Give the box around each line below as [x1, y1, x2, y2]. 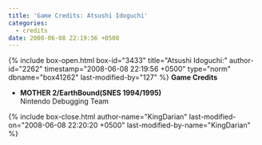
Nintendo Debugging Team [19, 96, 109, 106]
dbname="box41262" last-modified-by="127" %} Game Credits [8, 72, 218, 82]
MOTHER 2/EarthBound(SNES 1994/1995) [19, 88, 162, 98]
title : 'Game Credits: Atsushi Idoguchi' [8, 11, 149, 20]
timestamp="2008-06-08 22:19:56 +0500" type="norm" [44, 65, 232, 74]
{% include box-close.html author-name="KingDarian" [8, 112, 188, 122]
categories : [8, 19, 48, 27]
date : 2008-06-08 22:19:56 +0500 [8, 33, 120, 42]
